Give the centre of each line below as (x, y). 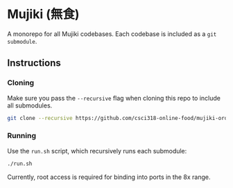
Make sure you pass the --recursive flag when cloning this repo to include (114, 98)
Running (22, 136)
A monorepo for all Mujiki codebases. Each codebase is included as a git (112, 34)
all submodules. (30, 105)
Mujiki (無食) (43, 14)
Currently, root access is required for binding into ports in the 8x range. (109, 177)
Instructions (34, 63)
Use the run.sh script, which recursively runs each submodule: (97, 151)
